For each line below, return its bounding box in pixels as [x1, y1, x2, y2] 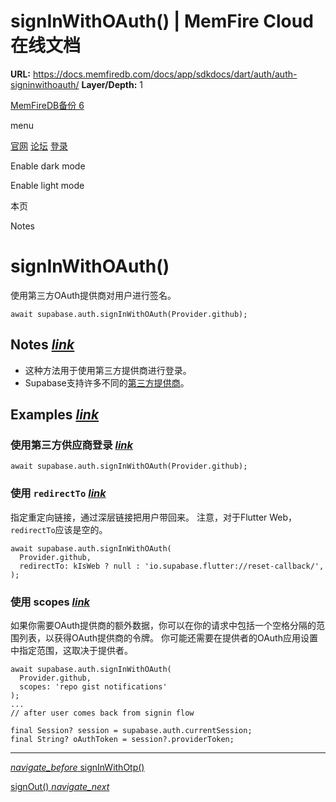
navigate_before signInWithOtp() [10, 761, 145, 773]
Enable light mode [10, 179, 85, 191]
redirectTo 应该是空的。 [10, 523, 108, 535]
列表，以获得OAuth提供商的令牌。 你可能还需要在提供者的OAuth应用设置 [18, 631, 318, 644]
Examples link [10, 406, 100, 424]
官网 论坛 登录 [10, 140, 68, 152]
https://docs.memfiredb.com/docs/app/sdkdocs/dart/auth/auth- [32, 68, 298, 80]
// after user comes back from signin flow [10, 708, 195, 718]
